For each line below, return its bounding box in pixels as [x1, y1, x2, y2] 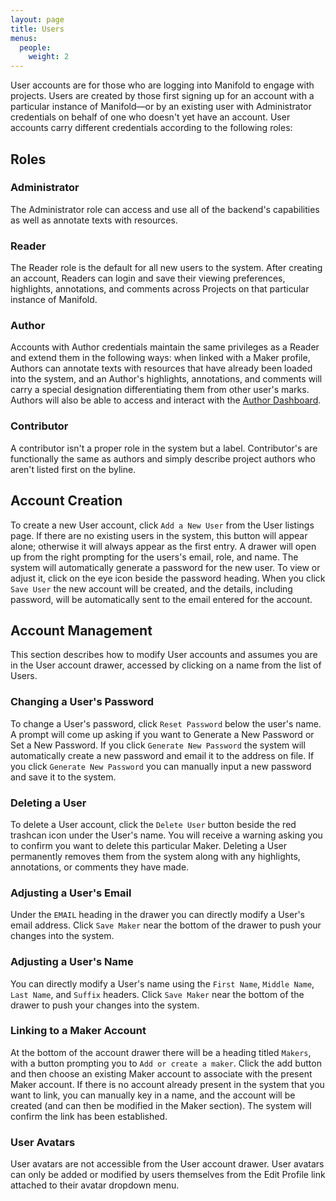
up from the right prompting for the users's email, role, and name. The [10, 551, 299, 563]
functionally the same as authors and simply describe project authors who [10, 452, 316, 465]
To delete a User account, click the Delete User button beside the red [10, 818, 297, 830]
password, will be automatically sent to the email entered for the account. [10, 593, 313, 605]
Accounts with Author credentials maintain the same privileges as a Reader [10, 341, 320, 353]
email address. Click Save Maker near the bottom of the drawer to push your [10, 919, 322, 931]
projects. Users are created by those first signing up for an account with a [10, 90, 315, 102]
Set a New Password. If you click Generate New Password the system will [10, 739, 306, 751]
